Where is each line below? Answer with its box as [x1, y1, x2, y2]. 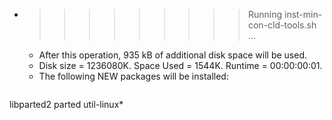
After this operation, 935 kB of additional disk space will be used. [38, 49, 308, 61]
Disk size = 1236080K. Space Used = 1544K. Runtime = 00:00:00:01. [38, 60, 323, 71]
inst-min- [283, 9, 323, 20]
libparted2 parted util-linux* [9, 99, 124, 110]
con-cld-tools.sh [247, 19, 317, 31]
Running [247, 9, 283, 20]
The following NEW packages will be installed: [38, 70, 229, 82]
